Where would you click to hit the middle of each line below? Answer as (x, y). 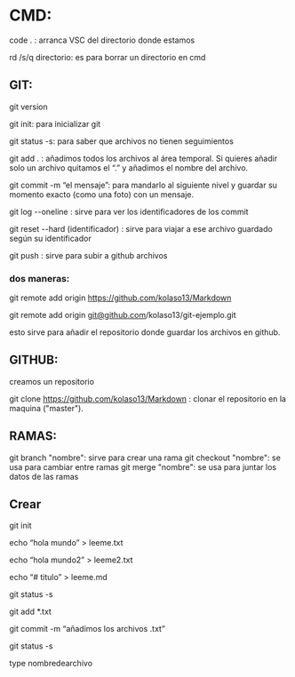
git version (28, 107)
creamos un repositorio (52, 381)
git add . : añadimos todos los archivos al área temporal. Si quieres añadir (144, 158)
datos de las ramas (44, 476)
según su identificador (50, 238)
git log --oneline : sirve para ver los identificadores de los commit (129, 211)
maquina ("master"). (47, 408)
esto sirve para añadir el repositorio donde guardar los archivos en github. (145, 332)
